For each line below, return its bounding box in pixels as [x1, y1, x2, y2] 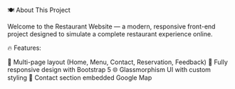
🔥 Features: [7, 43, 41, 52]
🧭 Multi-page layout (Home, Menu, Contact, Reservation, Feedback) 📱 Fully [7, 58, 228, 66]
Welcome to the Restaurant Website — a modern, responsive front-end [7, 22, 216, 31]
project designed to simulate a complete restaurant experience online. [7, 30, 213, 38]
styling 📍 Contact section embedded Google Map [7, 73, 152, 82]
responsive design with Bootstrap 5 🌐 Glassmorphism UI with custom [7, 66, 211, 73]
